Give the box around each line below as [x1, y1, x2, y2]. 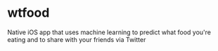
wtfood [7, 5, 50, 21]
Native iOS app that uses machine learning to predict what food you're [7, 28, 211, 36]
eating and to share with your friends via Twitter [7, 35, 146, 43]
